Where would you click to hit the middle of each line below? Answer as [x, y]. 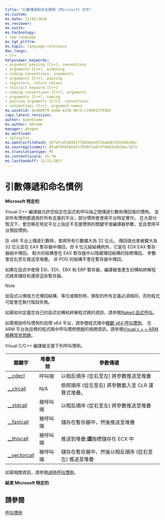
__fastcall [18, 422]
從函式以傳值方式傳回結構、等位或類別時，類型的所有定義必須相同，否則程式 [82, 296]
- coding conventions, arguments [39, 74]
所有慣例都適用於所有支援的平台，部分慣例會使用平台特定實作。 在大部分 [83, 218]
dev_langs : [16, 51]
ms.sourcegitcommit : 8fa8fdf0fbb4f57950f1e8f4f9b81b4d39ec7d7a [71, 147]
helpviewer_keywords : [27, 60]
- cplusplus [17, 138]
